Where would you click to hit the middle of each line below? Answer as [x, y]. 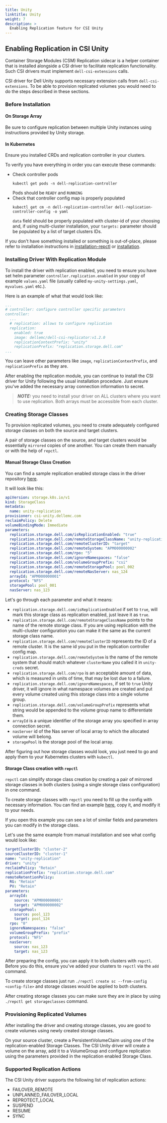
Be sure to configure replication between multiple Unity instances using [78, 127]
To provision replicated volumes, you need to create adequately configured [82, 425]
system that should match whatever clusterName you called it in [77, 663]
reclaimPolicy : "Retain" [31, 868]
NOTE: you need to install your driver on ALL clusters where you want [89, 396]
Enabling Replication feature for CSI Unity [56, 28]
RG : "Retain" [23, 882]
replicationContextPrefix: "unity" [51, 342]
